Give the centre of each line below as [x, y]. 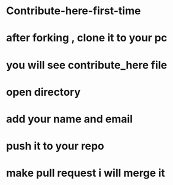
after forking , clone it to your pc [87, 38]
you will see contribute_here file [87, 65]
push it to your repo [55, 146]
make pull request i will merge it [86, 173]
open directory [44, 92]
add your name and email [70, 119]
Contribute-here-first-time [73, 11]
